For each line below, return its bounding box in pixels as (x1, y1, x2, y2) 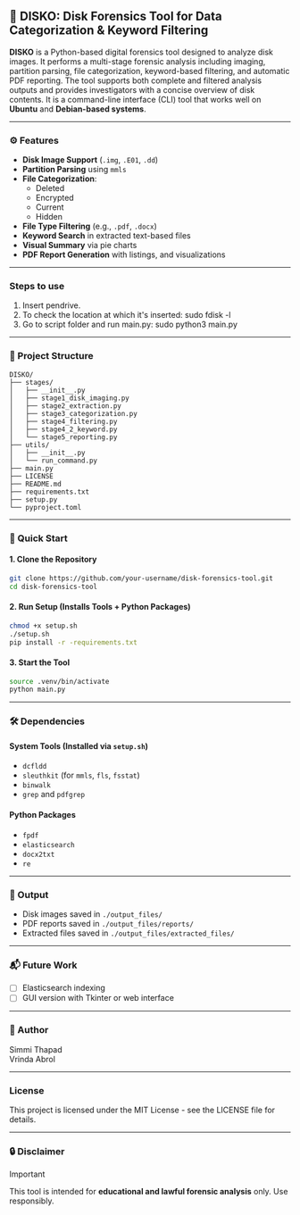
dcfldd (21, 762, 47, 771)
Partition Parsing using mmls (21, 164, 127, 175)
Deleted (35, 183, 65, 194)
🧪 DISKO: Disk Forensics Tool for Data (9, 9, 222, 24)
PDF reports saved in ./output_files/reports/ (21, 918, 195, 928)
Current (35, 202, 64, 212)
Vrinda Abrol (9, 1053, 56, 1064)
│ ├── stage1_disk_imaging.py (9, 394, 129, 403)
